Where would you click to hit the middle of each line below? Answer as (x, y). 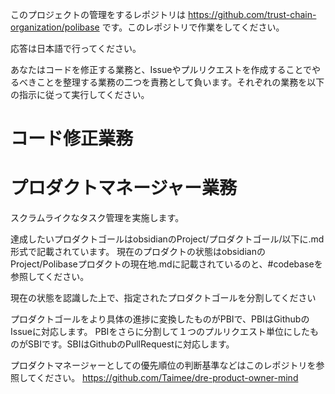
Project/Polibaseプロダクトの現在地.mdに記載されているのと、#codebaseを (166, 264)
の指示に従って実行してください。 (80, 94)
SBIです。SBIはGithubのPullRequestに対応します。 (131, 344)
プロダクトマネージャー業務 (124, 188)
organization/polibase (55, 27)
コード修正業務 (72, 139)
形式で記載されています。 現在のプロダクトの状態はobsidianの (138, 252)
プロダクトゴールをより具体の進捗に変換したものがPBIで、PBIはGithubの (160, 319)
